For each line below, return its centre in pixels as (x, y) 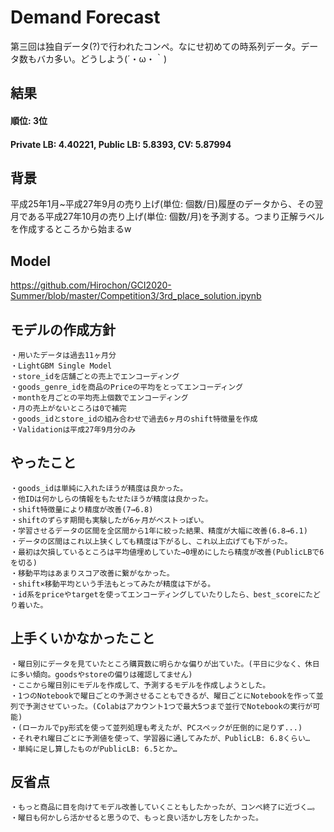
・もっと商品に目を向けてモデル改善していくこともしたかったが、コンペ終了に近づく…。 (165, 807)
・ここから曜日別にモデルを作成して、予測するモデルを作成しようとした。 (140, 685)
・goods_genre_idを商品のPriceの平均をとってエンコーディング (127, 387)
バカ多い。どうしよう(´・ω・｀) (101, 58)
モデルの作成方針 (63, 329)
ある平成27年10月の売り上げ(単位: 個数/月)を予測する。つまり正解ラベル (176, 217)
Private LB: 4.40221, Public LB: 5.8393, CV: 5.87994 (121, 144)
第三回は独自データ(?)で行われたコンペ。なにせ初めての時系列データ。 (156, 46)
